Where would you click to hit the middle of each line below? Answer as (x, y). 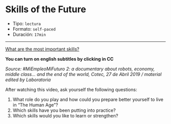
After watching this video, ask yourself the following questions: (71, 89)
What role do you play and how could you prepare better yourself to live (88, 99)
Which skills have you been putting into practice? (64, 110)
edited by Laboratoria (28, 80)
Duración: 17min (29, 34)
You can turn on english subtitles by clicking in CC (59, 59)
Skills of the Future (46, 9)
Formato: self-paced (34, 29)
